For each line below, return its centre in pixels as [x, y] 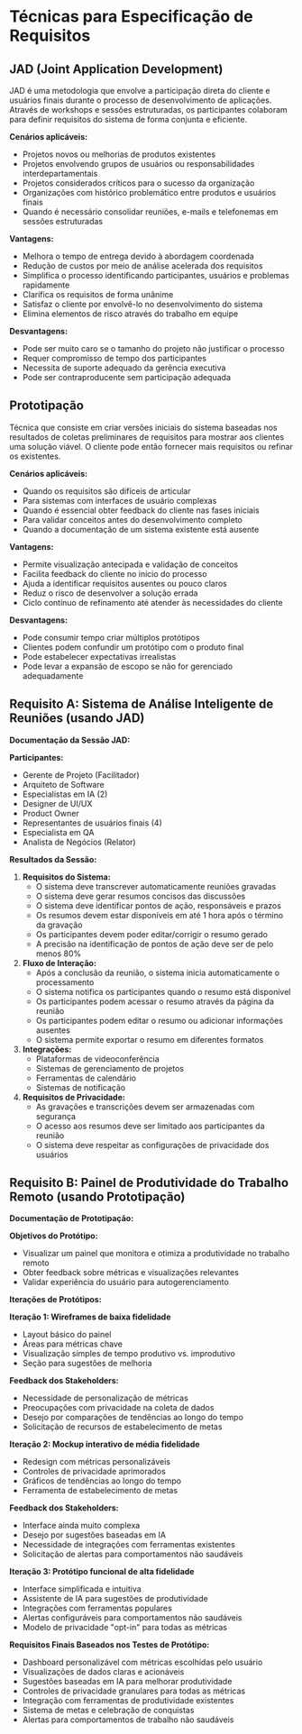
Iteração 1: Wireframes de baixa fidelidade [90, 1317]
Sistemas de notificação [81, 1087]
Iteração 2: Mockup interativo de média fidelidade [105, 1445]
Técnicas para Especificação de [132, 17]
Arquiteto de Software [64, 784]
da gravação [59, 925]
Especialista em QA [58, 832]
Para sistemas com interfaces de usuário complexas [119, 500]
